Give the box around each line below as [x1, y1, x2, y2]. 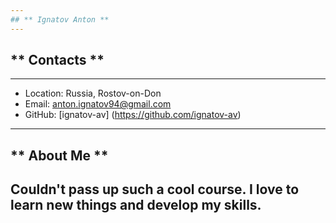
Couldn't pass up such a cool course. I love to [10, 181, 300, 198]
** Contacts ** [10, 52, 105, 69]
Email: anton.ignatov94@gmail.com [24, 98, 172, 110]
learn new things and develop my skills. [10, 197, 262, 214]
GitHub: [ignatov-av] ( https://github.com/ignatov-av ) [24, 109, 242, 121]
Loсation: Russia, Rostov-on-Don [24, 87, 162, 100]
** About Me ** [10, 147, 109, 164]
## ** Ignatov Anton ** [10, 14, 110, 25]
